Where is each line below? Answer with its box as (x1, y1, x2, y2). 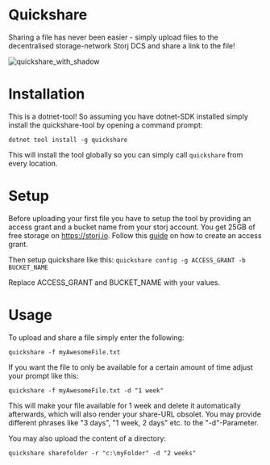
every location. (8, 158, 58, 168)
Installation (8, 85, 85, 103)
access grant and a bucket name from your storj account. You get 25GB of (8, 222, 256, 232)
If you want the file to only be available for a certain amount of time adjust (8, 362, 254, 372)
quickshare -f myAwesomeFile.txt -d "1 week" (8, 386, 164, 395)
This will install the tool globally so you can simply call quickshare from (8, 149, 243, 159)
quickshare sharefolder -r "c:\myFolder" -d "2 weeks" (8, 449, 197, 457)
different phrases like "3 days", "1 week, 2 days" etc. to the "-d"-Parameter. (8, 417, 260, 427)
